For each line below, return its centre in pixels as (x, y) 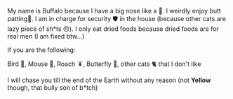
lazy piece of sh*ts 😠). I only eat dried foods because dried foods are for (113, 29)
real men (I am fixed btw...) (46, 36)
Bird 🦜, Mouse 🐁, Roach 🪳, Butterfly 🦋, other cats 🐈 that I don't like (104, 64)
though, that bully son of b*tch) (53, 87)
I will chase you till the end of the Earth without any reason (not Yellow (109, 80)
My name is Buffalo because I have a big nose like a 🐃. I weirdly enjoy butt (114, 11)
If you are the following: (41, 50)
